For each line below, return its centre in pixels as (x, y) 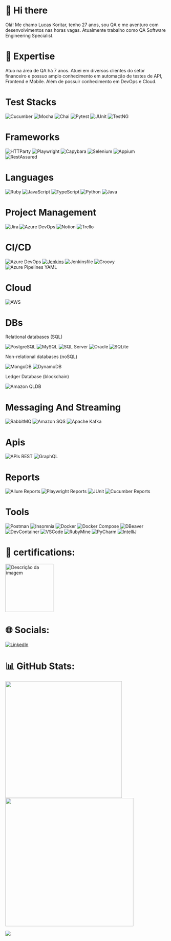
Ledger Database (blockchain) (37, 377)
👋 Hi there (26, 11)
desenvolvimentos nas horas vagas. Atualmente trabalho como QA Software (86, 30)
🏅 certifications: (40, 552)
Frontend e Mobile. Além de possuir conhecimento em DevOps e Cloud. (81, 81)
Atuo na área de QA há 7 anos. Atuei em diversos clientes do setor (75, 70)
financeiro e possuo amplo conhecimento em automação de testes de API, (84, 76)
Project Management (51, 212)
